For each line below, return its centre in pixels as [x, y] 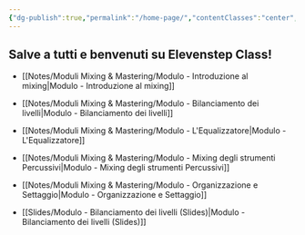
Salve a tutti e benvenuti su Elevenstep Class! [140, 55]
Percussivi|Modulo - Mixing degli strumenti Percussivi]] [126, 168]
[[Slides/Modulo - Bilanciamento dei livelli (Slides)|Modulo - [133, 212]
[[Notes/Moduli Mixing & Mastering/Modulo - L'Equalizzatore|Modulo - [154, 131]
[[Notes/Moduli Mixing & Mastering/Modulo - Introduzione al [135, 76]
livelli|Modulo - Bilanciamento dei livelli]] [97, 113]
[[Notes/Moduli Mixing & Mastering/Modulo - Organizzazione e [140, 185]
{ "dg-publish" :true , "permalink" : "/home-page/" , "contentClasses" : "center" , [153, 18]
